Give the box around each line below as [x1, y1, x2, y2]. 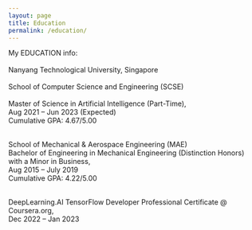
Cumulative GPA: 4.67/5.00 [8, 116, 97, 126]
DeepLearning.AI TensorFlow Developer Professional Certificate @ [8, 197, 227, 207]
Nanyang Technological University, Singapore [8, 65, 159, 75]
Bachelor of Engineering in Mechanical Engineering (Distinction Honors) [8, 148, 245, 158]
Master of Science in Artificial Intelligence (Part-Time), [8, 99, 187, 108]
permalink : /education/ [8, 26, 88, 34]
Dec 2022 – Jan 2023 [8, 214, 80, 224]
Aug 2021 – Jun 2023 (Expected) [8, 107, 117, 117]
